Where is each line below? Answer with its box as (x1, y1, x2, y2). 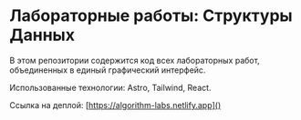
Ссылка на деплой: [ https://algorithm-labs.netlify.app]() (9, 99, 222, 110)
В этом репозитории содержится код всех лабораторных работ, (9, 55, 260, 65)
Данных (9, 25, 76, 45)
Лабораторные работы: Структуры (9, 5, 294, 26)
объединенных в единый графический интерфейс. (9, 65, 206, 75)
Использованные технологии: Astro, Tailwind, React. (9, 82, 212, 93)
